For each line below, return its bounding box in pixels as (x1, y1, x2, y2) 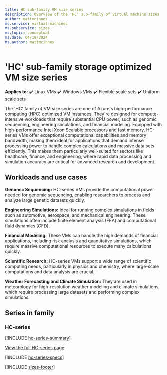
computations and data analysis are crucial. (5, 268, 95, 275)
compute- (138, 111, 159, 117)
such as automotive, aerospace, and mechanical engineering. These (5, 212, 146, 218)
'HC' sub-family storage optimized (5, 61, 152, 72)
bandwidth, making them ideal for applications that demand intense (5, 137, 144, 143)
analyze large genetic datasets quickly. (5, 197, 85, 203)
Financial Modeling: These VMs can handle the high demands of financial (5, 232, 158, 238)
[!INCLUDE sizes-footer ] (5, 364, 55, 370)
